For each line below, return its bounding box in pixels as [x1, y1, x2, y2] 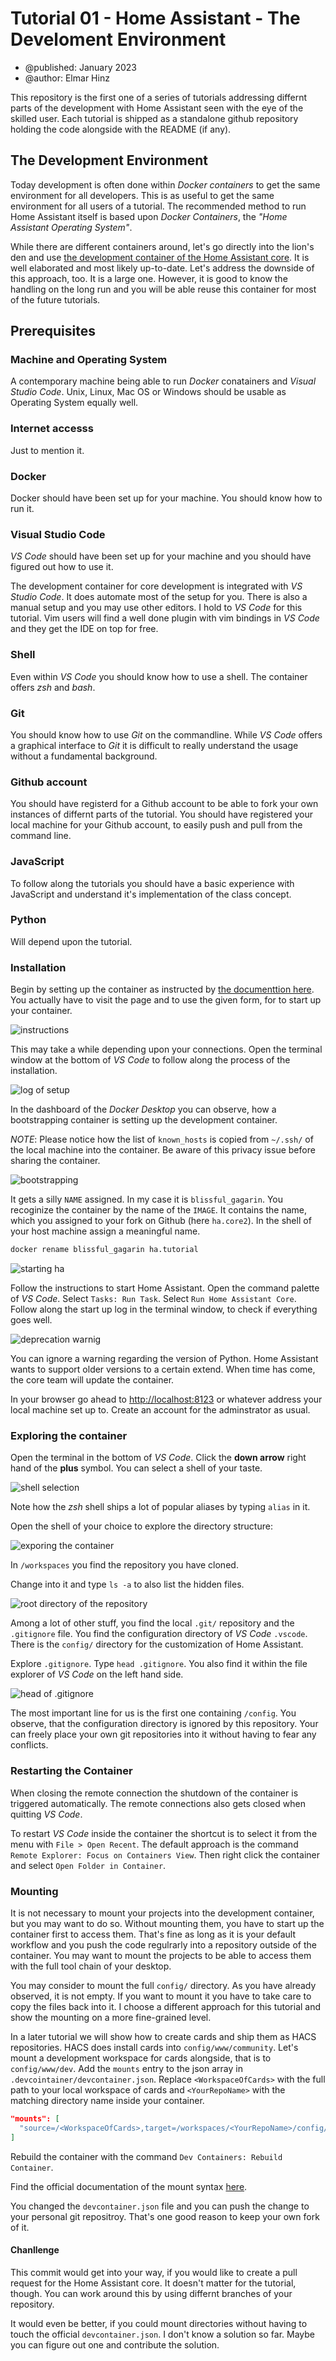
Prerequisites [10, 323, 96, 340]
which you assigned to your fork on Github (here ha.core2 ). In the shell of [10, 1215, 312, 1227]
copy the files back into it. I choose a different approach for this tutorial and [10, 2000, 322, 2012]
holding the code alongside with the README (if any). [10, 123, 232, 135]
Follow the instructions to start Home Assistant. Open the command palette [10, 1282, 320, 1294]
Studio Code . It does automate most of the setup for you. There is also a [10, 591, 308, 603]
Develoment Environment [10, 28, 227, 51]
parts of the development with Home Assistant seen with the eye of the [10, 102, 304, 114]
